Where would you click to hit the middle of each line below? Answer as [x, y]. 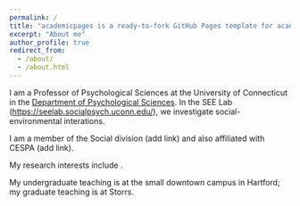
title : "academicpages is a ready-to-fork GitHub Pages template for [142, 26]
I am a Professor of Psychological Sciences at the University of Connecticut [149, 92]
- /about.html [43, 68]
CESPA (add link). [42, 147]
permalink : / [33, 17]
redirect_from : [37, 51]
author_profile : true [50, 42]
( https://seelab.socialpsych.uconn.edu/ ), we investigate [112, 111]
